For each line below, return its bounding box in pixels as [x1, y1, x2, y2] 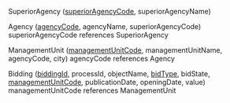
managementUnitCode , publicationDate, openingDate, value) [8, 78, 206, 86]
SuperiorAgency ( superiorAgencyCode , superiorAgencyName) [8, 7, 211, 16]
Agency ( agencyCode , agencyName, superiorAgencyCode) [8, 22, 202, 31]
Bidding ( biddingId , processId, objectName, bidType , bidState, [8, 69, 210, 78]
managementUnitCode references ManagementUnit [8, 86, 176, 95]
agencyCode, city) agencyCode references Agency [8, 54, 176, 63]
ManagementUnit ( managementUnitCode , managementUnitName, [8, 46, 223, 54]
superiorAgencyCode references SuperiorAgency [8, 31, 169, 39]
